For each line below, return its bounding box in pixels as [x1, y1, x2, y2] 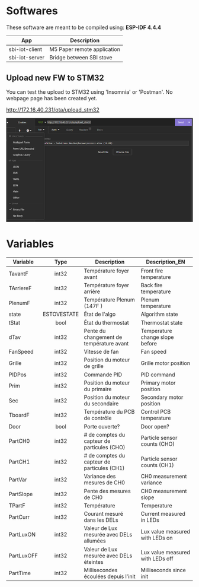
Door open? [140, 423, 170, 430]
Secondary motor [140, 394, 184, 401]
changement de [84, 334, 123, 341]
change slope [140, 334, 174, 341]
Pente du [84, 327, 106, 334]
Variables [6, 237, 54, 250]
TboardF [8, 411, 30, 418]
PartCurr [8, 513, 30, 521]
